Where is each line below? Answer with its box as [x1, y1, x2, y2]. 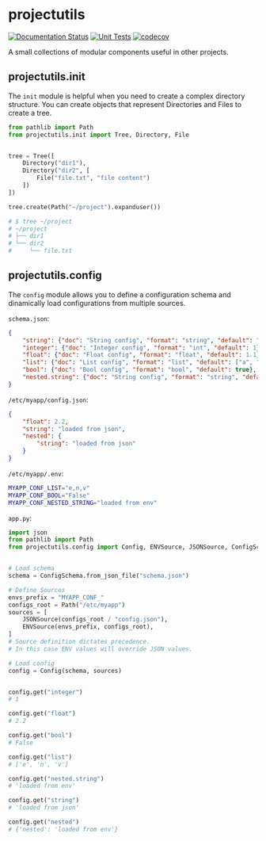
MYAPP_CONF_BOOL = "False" [8, 491, 90, 499]
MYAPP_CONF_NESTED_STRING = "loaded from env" [8, 499, 158, 507]
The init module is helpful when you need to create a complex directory [8, 91, 245, 101]
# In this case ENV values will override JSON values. [8, 644, 193, 653]
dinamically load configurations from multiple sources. [8, 298, 186, 308]
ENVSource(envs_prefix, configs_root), [22, 623, 154, 631]
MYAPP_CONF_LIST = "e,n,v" [8, 484, 90, 492]
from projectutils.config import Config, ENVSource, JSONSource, [8, 543, 228, 552]
